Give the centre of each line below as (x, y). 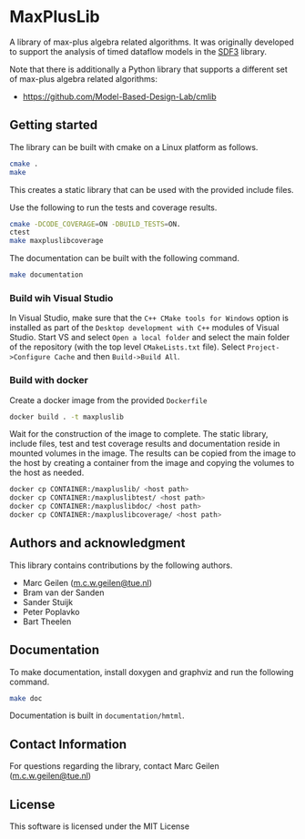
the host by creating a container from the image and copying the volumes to (152, 463)
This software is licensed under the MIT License (99, 826)
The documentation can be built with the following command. (124, 258)
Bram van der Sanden (63, 592)
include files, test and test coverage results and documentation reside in (145, 444)
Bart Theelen (47, 622)
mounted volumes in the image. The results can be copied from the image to (152, 453)
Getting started (54, 125)
